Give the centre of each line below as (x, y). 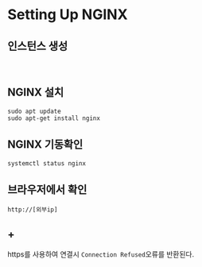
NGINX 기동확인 (45, 145)
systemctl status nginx (47, 163)
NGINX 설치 (36, 93)
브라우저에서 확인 (47, 190)
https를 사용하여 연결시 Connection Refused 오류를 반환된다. (101, 254)
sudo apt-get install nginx (54, 118)
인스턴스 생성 (38, 46)
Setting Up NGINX (68, 15)
